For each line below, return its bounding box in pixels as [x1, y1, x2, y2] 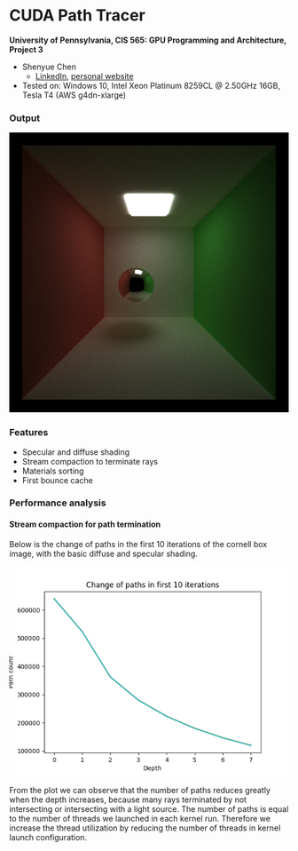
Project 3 [9, 44, 43, 54]
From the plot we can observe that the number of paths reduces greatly [9, 784, 271, 795]
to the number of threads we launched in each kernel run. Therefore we [9, 813, 271, 823]
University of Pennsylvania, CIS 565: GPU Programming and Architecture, [9, 35, 286, 45]
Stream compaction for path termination [9, 519, 161, 529]
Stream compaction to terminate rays [21, 456, 158, 466]
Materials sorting [21, 465, 84, 476]
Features [9, 426, 49, 439]
